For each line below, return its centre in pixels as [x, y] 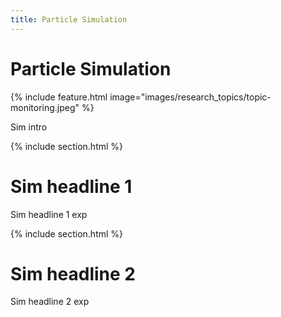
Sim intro [29, 127]
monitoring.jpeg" [45, 107]
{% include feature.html [59, 97]
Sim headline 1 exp [49, 214]
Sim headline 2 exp [50, 302]
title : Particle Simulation [69, 19]
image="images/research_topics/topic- [190, 97]
